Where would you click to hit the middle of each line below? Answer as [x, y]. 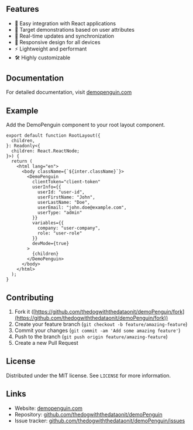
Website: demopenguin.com [49, 408]
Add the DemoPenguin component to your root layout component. [86, 125]
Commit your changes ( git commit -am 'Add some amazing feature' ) [97, 331]
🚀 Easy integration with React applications [65, 23]
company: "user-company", [69, 228]
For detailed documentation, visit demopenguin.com [69, 92]
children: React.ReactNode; [46, 151]
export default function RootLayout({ [53, 136]
